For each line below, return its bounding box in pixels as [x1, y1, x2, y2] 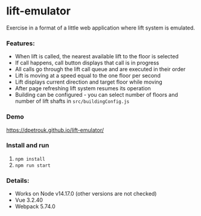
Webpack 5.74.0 [14, 203, 56, 210]
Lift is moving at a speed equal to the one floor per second [14, 72, 161, 79]
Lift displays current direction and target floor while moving [14, 78, 163, 85]
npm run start [14, 162, 51, 168]
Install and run [6, 141, 49, 150]
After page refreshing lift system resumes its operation [14, 85, 151, 92]
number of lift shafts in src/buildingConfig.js [14, 97, 130, 105]
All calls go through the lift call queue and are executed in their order [14, 66, 186, 73]
